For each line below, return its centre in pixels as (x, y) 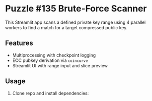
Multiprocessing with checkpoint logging (54, 55)
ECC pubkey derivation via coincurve (50, 60)
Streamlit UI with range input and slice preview (60, 65)
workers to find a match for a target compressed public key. (66, 27)
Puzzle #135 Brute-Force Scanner (76, 9)
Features (19, 43)
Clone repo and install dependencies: (50, 93)
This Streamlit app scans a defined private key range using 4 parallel (75, 22)
